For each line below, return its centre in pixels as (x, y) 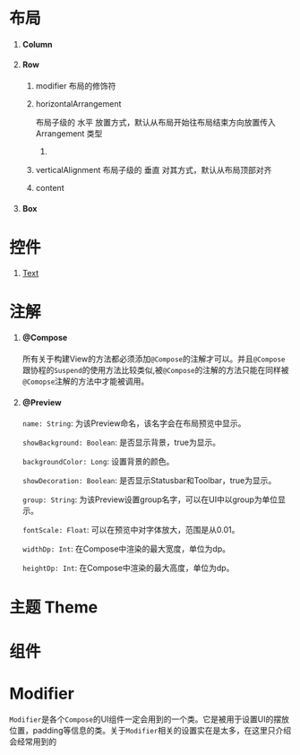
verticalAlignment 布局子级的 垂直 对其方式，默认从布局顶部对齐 (154, 169)
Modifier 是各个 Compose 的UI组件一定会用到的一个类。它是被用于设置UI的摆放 (149, 719)
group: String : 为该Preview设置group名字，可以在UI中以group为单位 (150, 499)
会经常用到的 (33, 742)
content (50, 187)
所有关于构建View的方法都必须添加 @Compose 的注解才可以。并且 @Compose (154, 359)
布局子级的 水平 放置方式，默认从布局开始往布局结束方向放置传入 (155, 122)
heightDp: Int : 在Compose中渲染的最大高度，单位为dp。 (128, 568)
